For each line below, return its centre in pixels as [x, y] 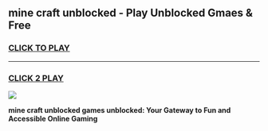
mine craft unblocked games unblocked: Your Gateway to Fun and [120, 110]
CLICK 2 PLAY [36, 78]
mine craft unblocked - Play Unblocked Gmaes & [131, 13]
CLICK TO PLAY [39, 48]
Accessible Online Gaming [53, 118]
